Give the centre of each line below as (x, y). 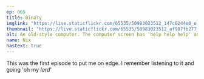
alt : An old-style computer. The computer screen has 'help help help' (99, 35)
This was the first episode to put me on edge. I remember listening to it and (100, 63)
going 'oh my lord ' (29, 69)
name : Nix (19, 40)
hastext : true (24, 46)
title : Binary (24, 18)
